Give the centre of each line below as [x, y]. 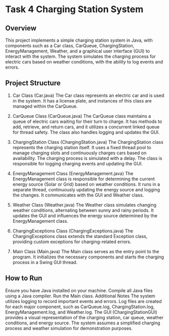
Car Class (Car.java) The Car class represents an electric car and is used [88, 95]
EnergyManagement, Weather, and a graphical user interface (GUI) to [78, 51]
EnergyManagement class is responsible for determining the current [84, 179]
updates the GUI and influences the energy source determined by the [85, 215]
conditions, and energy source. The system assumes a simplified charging [83, 323]
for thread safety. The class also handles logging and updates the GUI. [86, 132]
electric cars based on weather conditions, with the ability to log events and [84, 62]
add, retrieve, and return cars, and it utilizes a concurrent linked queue [86, 127]
